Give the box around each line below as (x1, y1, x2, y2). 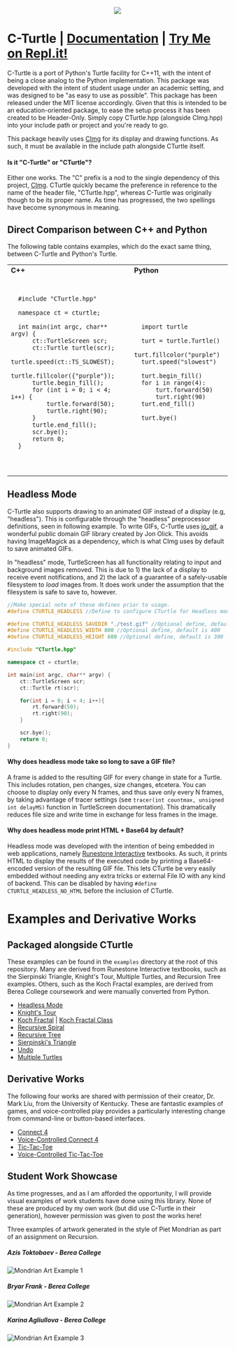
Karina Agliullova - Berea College (7, 1316, 106, 1324)
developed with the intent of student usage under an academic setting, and (7, 83, 224, 92)
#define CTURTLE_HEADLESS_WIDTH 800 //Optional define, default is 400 (7, 627, 220, 634)
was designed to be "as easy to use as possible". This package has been (7, 91, 218, 100)
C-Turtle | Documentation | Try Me (7, 31, 211, 47)
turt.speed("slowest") (141, 357, 217, 366)
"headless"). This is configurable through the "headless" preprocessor (7, 514, 211, 523)
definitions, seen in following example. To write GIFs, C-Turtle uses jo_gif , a (7, 522, 224, 530)
